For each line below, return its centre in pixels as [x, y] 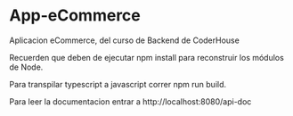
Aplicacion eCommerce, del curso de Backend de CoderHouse [125, 40]
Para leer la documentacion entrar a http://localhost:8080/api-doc [130, 101]
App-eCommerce [75, 16]
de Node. [26, 67]
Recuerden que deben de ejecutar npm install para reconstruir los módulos [147, 57]
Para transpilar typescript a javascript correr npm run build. [118, 84]
